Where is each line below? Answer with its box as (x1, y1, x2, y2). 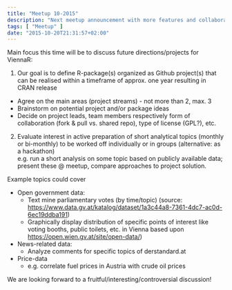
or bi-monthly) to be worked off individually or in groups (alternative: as (17, 139, 221, 148)
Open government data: (17, 188, 85, 197)
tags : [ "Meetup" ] (7, 23, 64, 30)
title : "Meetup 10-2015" (7, 10, 79, 17)
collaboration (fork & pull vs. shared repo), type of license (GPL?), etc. (17, 119, 216, 128)
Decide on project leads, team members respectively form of (17, 112, 191, 120)
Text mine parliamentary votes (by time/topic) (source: (27, 196, 183, 204)
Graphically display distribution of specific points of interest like (27, 218, 209, 226)
